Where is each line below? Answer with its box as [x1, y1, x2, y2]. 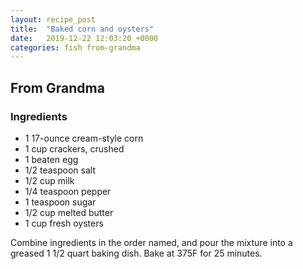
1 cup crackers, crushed [24, 142, 125, 155]
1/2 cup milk [24, 174, 75, 186]
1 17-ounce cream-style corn [24, 132, 144, 144]
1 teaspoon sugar [24, 196, 97, 208]
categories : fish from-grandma [10, 42, 141, 53]
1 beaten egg [24, 153, 79, 165]
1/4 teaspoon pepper [24, 185, 112, 197]
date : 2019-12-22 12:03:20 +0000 [10, 33, 159, 43]
